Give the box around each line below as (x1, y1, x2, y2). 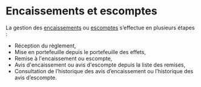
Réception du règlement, (14, 42, 76, 49)
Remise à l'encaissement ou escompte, (14, 55, 113, 62)
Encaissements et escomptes (5, 4, 158, 18)
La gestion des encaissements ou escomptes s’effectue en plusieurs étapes (5, 24, 195, 31)
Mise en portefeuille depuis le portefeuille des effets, (14, 48, 147, 55)
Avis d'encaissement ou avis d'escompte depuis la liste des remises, (14, 61, 186, 68)
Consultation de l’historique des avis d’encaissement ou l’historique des (14, 67, 194, 74)
